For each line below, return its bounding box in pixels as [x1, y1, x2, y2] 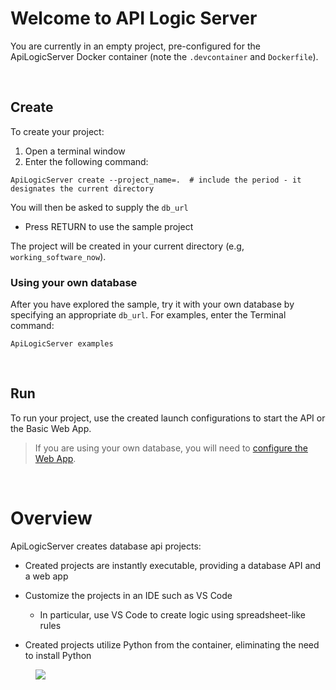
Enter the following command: [24, 155, 149, 167]
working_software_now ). [10, 250, 107, 262]
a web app [24, 570, 69, 582]
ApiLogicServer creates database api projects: [10, 540, 202, 552]
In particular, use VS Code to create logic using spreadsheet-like [39, 608, 306, 621]
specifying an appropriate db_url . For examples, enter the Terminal [10, 309, 287, 321]
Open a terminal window [24, 145, 126, 157]
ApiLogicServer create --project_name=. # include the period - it [10, 175, 302, 185]
